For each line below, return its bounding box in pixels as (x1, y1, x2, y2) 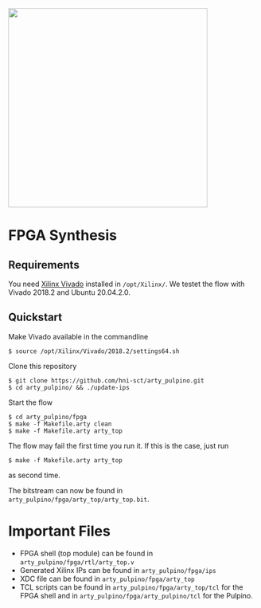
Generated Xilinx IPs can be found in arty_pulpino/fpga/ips (19, 565, 216, 575)
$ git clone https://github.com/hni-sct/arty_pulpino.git (8, 376, 205, 385)
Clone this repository (8, 361, 77, 371)
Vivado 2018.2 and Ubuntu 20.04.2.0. (8, 288, 131, 297)
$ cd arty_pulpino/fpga (8, 413, 88, 421)
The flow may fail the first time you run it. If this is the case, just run (8, 441, 229, 450)
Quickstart (8, 311, 63, 324)
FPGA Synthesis (8, 226, 118, 245)
